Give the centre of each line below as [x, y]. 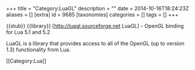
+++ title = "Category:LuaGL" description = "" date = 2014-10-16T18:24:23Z [97, 8]
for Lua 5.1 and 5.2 [28, 32]
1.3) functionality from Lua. [38, 50]
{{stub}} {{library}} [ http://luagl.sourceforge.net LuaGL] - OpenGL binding [95, 26]
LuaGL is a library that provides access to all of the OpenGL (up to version [95, 43]
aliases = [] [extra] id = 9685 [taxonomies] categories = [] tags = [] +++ [92, 15]
